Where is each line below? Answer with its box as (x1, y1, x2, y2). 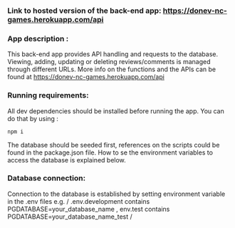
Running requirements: (7, 90, 89, 100)
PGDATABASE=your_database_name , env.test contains (7, 204, 170, 213)
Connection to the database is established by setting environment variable (7, 190, 226, 198)
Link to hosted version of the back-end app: (7, 6, 162, 16)
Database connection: (7, 173, 86, 183)
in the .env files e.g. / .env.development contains (7, 197, 150, 205)
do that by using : (7, 114, 59, 123)
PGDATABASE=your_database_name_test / (7, 212, 133, 221)
